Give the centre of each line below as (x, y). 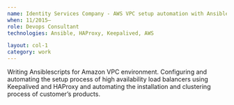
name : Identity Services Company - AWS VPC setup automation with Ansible (118, 14)
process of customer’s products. (54, 94)
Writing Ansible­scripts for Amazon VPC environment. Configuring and (107, 72)
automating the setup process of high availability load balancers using (108, 79)
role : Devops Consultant (43, 26)
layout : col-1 (28, 46)
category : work (29, 52)
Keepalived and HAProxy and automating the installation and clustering (109, 87)
